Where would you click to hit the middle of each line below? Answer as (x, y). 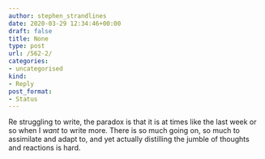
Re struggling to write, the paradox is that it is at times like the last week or (132, 122)
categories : (28, 62)
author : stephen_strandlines (58, 16)
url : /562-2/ (30, 54)
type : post (27, 46)
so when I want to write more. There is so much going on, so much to (124, 131)
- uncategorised (36, 69)
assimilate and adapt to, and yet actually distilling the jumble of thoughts (129, 140)
